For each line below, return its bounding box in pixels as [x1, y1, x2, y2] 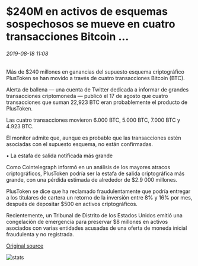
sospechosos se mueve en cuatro [6, 17, 175, 31]
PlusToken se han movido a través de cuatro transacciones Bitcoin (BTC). [6, 75, 185, 82]
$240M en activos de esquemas [6, 5, 168, 18]
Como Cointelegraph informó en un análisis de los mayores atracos [6, 164, 171, 171]
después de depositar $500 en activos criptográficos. [6, 201, 138, 208]
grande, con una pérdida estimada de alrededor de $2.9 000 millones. [6, 176, 178, 183]
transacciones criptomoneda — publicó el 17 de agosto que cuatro [6, 93, 168, 100]
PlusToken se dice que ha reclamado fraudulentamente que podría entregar [6, 188, 191, 195]
